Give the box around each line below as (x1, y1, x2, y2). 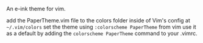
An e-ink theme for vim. (6, 5, 66, 12)
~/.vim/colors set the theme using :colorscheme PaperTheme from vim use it (6, 24, 196, 30)
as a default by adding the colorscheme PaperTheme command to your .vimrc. (6, 30, 198, 37)
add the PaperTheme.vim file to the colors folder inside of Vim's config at (6, 17, 191, 24)
